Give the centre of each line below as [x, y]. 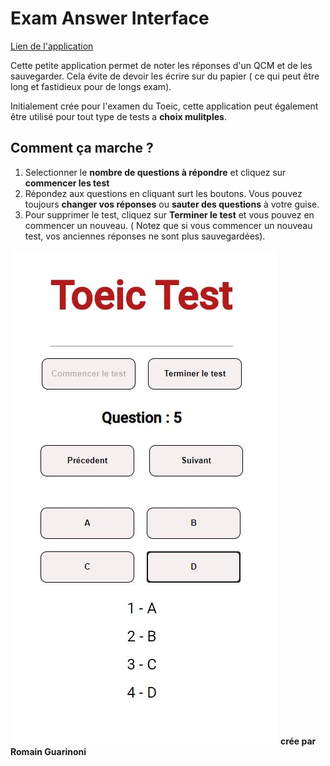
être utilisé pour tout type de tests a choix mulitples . [118, 116]
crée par [298, 741]
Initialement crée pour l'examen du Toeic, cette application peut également [164, 106]
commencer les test [67, 183]
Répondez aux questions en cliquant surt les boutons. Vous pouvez [163, 193]
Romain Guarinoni [48, 751]
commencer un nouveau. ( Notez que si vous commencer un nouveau [168, 225]
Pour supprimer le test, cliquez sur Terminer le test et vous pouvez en [169, 214]
